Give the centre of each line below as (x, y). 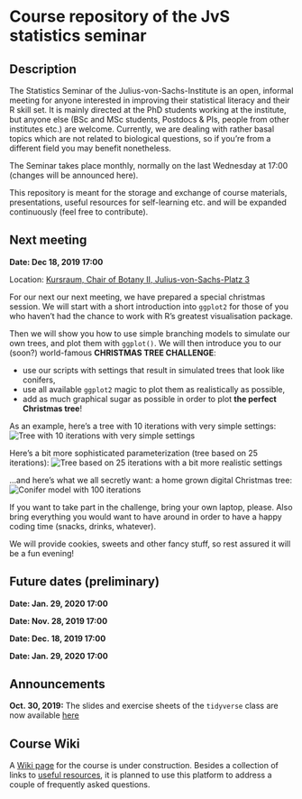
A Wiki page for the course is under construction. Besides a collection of (144, 766)
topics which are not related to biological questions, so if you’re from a (140, 138)
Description (43, 69)
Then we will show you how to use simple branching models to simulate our (150, 333)
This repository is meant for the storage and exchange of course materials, (148, 193)
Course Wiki (45, 744)
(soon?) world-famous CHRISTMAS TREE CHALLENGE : (113, 353)
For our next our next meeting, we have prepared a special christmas (137, 297)
